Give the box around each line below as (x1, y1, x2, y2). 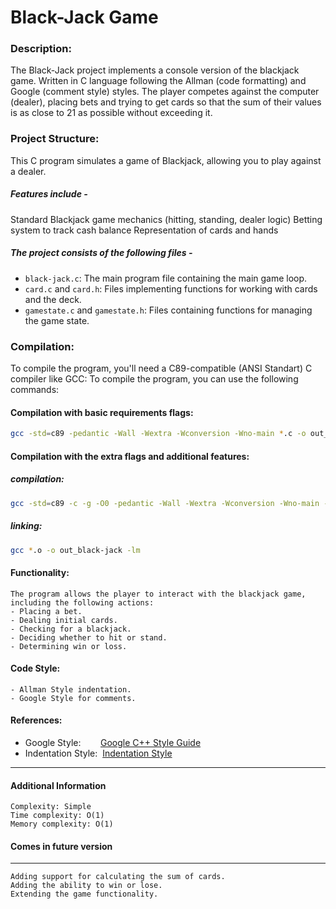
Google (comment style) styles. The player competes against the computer (10, 86, 320, 98)
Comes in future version (10, 840, 113, 852)
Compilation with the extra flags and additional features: (10, 450, 250, 462)
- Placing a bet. (10, 606, 83, 616)
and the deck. (24, 293, 82, 305)
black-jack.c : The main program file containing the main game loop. (24, 272, 308, 284)
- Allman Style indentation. (10, 684, 132, 695)
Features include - (10, 188, 88, 200)
